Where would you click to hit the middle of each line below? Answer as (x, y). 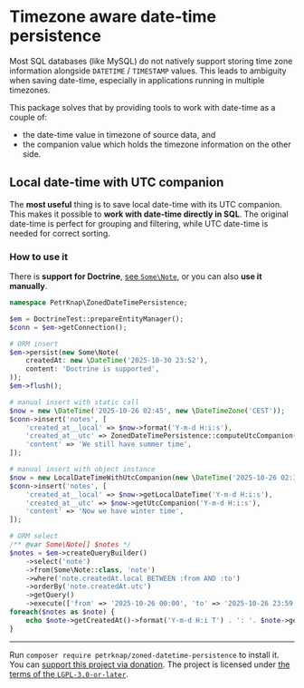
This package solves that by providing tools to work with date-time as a (142, 107)
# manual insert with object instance (82, 470)
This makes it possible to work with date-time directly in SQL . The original (149, 214)
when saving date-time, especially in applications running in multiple (137, 80)
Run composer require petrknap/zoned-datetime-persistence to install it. (144, 654)
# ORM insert (34, 344)
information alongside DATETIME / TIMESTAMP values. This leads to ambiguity (148, 71)
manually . (28, 286)
